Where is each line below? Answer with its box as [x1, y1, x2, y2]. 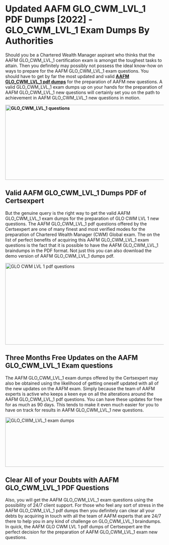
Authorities [5, 35, 54, 47]
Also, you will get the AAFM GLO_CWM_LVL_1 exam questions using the [5, 497, 153, 503]
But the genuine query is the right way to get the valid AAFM [5, 210, 131, 216]
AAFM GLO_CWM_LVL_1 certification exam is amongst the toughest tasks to [5, 57, 162, 63]
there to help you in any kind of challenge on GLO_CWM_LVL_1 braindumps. [5, 518, 161, 524]
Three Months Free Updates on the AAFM [5, 353, 138, 362]
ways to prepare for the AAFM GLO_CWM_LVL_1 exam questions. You [5, 68, 149, 74]
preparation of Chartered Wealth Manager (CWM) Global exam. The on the [5, 231, 160, 237]
